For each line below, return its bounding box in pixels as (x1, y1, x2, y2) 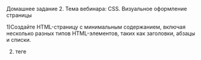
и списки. (6, 36, 32, 43)
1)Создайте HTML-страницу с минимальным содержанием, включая (6, 24, 186, 30)
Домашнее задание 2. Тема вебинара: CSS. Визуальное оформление (6, 5, 188, 12)
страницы (6, 12, 32, 19)
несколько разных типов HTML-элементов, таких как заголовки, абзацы (6, 30, 196, 37)
